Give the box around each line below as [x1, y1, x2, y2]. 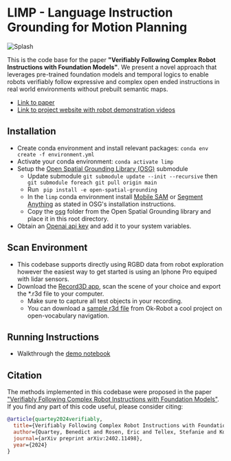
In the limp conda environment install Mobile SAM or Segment [27, 192, 203, 201]
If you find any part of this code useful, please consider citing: [7, 402, 184, 411]
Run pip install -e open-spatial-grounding [27, 185, 158, 194]
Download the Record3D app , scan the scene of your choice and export [16, 282, 221, 290]
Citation [7, 369, 43, 381]
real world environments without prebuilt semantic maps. [7, 85, 168, 93]
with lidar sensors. [16, 274, 70, 283]
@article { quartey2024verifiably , [7, 416, 103, 423]
